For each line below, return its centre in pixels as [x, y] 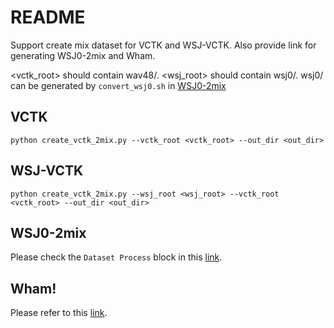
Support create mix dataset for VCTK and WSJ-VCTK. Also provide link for [163, 45]
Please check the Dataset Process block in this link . [116, 257]
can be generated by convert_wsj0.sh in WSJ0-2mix [118, 85]
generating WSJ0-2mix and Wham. [83, 55]
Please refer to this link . [59, 313]
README [48, 17]
